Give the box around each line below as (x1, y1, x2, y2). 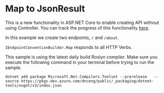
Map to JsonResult (5, 3, 86, 14)
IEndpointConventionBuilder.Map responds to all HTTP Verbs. (5, 44, 132, 50)
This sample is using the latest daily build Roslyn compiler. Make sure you (5, 53, 157, 60)
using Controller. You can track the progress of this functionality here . (5, 24, 150, 30)
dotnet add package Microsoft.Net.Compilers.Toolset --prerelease (5, 74, 147, 79)
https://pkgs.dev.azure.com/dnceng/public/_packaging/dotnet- (21, 78, 154, 83)
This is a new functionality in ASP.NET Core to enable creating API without (5, 19, 159, 25)
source (5, 78, 19, 83)
